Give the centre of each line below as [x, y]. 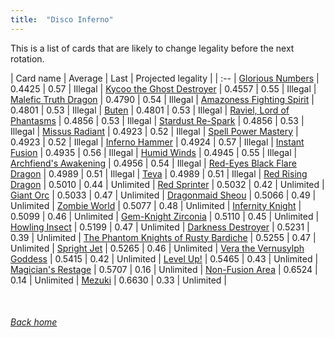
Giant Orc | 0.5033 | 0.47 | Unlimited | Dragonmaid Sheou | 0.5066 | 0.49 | [163, 195]
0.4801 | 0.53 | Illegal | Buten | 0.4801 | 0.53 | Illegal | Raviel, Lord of [150, 110]
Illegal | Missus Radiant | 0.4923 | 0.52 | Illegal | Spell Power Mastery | [154, 131]
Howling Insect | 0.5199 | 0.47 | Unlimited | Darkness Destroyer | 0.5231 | [160, 227]
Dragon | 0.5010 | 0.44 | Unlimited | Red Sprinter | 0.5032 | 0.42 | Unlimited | [167, 184]
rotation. [27, 58]
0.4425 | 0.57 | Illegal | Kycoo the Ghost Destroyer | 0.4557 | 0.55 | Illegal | [163, 88]
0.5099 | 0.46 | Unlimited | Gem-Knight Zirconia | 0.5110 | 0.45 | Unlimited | [165, 216]
